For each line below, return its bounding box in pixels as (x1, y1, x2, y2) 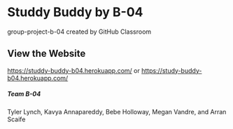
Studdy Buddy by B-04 (7, 4, 143, 20)
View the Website (7, 48, 86, 60)
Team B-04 (7, 90, 41, 98)
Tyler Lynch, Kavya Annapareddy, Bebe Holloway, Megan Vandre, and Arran (7, 107, 227, 116)
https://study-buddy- (141, 66, 202, 74)
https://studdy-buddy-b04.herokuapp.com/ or (7, 66, 140, 74)
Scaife (7, 115, 26, 123)
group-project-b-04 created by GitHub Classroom (7, 27, 152, 36)
